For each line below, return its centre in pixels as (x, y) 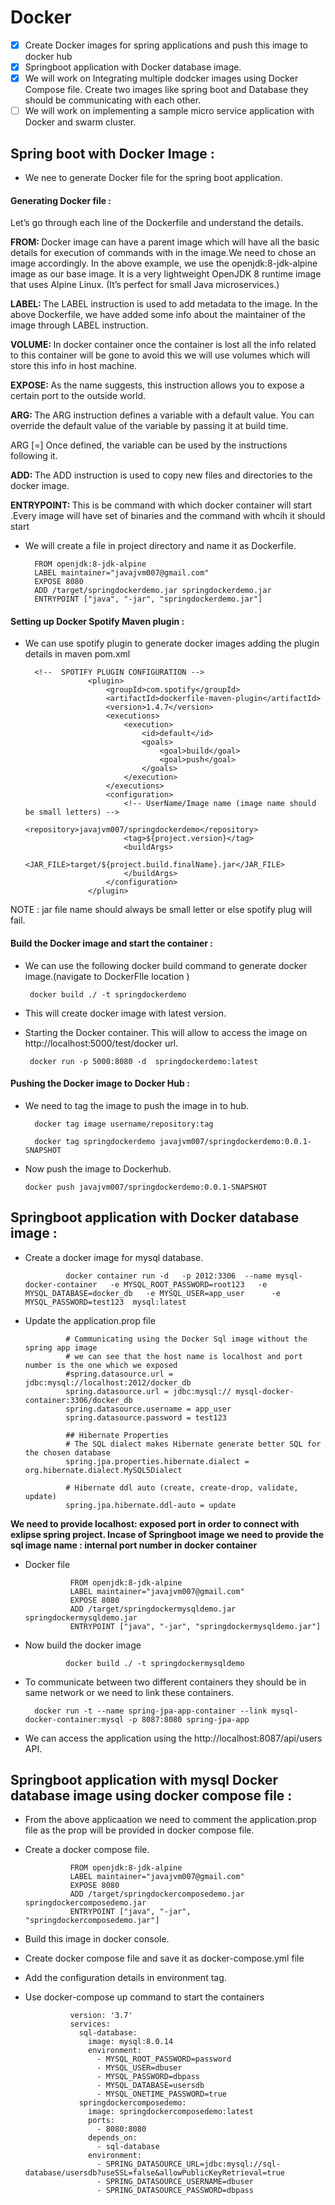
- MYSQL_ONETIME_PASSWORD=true (161, 2094)
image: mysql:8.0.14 (131, 2042)
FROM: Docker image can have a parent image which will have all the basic (165, 242)
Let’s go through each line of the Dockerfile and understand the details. (157, 223)
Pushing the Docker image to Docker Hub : (100, 1083)
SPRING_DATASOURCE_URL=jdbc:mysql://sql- (193, 2164)
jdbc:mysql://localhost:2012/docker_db (108, 1382)
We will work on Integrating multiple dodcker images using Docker (161, 78)
